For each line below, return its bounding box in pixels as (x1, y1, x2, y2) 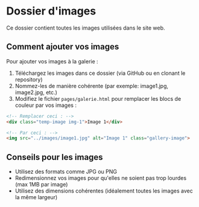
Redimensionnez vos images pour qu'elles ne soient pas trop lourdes (14, 174, 187, 182)
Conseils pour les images (6, 152, 104, 162)
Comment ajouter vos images (6, 42, 119, 52)
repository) (14, 75, 43, 83)
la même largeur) (14, 194, 58, 201)
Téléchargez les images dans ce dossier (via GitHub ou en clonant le (14, 69, 186, 77)
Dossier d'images (6, 4, 96, 18)
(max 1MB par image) (14, 181, 68, 188)
